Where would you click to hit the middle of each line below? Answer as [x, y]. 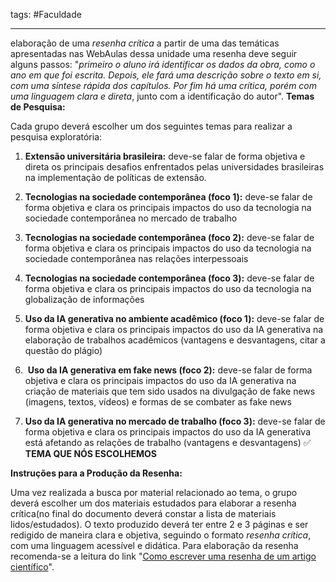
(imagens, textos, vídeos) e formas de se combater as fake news [158, 402]
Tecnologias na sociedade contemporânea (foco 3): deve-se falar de [169, 278]
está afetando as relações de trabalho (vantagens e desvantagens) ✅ [168, 442]
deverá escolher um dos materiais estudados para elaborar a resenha [153, 503]
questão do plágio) [63, 350]
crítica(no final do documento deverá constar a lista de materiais [143, 513]
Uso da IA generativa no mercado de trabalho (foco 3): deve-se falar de [175, 421]
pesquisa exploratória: [56, 137]
